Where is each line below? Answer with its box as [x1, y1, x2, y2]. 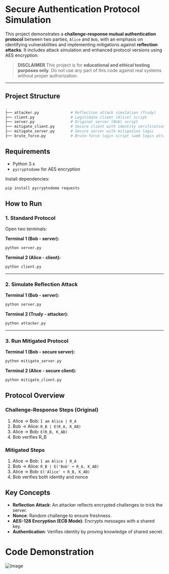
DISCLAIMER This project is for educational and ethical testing [17, 62, 150, 68]
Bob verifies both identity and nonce [12, 474, 89, 480]
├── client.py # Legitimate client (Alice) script [5, 115, 147, 120]
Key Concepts [5, 488, 50, 497]
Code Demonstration [5, 546, 94, 558]
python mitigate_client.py [5, 377, 62, 383]
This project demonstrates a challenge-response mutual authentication [5, 31, 156, 37]
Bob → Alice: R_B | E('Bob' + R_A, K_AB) [12, 463, 99, 469]
